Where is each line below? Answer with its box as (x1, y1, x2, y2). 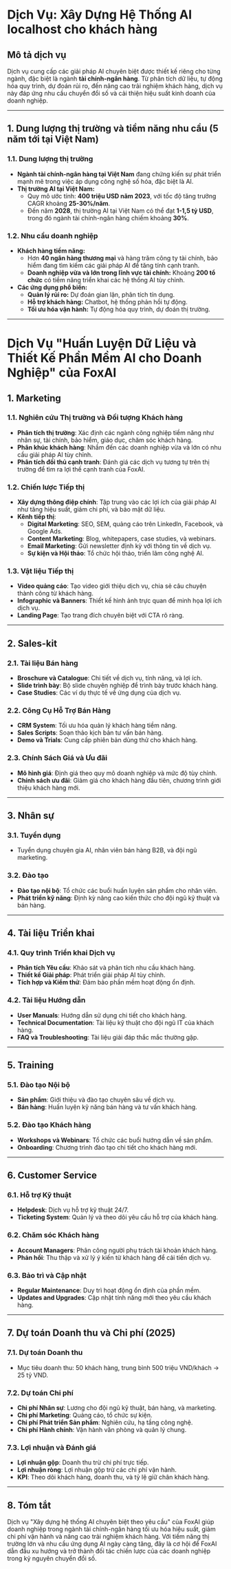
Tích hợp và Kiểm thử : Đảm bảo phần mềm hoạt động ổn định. (16, 978, 196, 987)
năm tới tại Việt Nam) (7, 134, 99, 145)
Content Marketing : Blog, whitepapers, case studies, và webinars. (27, 534, 217, 543)
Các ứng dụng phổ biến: (16, 283, 88, 291)
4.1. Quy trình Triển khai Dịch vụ (7, 948, 115, 958)
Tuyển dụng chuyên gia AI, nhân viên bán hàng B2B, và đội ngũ (16, 846, 197, 854)
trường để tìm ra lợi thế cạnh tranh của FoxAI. (16, 465, 146, 473)
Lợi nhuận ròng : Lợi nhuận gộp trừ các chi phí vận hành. (16, 1466, 177, 1474)
